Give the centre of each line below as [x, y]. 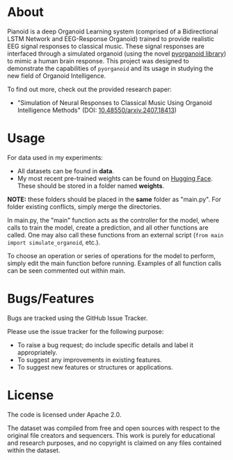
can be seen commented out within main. [66, 270]
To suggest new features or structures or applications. [95, 367]
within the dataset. [34, 450]
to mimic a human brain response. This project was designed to [98, 61]
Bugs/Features [51, 299]
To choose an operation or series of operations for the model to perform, [111, 255]
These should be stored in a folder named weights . [91, 186]
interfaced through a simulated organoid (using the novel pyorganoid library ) [117, 54]
